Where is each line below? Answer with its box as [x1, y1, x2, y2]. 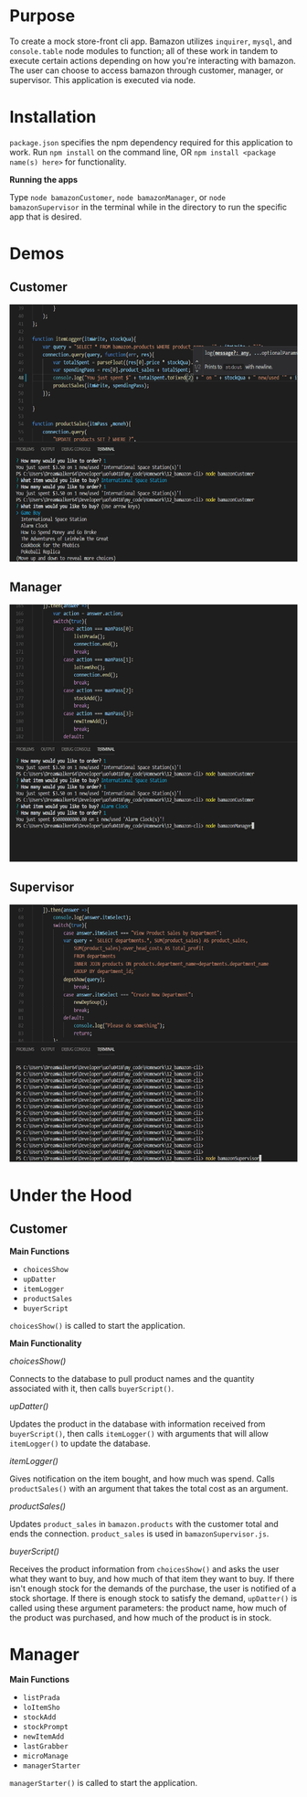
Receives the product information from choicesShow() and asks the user [9, 1563, 280, 1574]
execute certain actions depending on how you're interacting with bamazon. [9, 55, 296, 66]
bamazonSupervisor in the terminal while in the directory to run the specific [9, 201, 288, 212]
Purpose [9, 5, 76, 27]
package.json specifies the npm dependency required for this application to [9, 136, 293, 147]
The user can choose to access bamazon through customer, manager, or [9, 65, 284, 76]
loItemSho [22, 1703, 61, 1713]
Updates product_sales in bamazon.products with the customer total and [9, 1518, 279, 1529]
